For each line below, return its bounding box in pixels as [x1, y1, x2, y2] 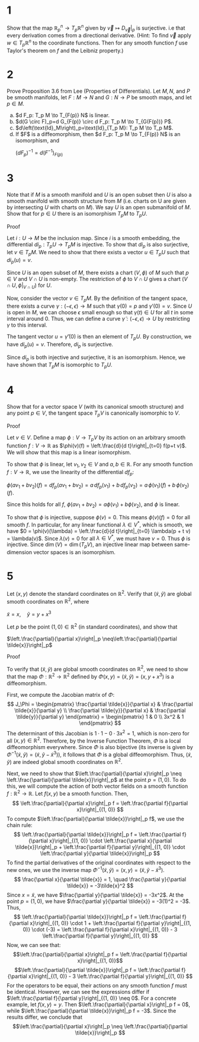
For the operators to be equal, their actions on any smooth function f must [7, 981, 187, 989]
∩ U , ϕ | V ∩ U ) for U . [7, 282, 52, 291]
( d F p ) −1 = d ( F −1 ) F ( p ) [15, 148, 63, 158]
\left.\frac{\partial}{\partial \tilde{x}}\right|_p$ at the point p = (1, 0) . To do [7, 776, 187, 784]
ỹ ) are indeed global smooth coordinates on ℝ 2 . [7, 757, 123, 765]
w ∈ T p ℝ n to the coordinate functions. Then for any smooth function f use [7, 38, 188, 48]
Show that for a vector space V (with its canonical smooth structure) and [7, 403, 184, 411]
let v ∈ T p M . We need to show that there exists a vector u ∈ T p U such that [7, 248, 190, 257]
